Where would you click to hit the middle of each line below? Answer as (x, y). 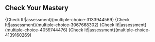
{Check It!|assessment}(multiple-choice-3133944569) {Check (68, 19)
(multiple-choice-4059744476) (36, 30)
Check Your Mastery (37, 8)
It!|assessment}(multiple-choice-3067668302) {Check (60, 25)
